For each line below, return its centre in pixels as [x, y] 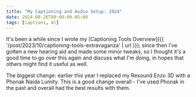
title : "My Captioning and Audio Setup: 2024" [64, 11]
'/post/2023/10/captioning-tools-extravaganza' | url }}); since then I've [92, 45]
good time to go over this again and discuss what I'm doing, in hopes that [95, 58]
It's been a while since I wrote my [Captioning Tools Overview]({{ [85, 39]
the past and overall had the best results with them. [68, 88]
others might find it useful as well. [47, 64]
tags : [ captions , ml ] [33, 22]
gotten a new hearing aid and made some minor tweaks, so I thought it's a [96, 52]
